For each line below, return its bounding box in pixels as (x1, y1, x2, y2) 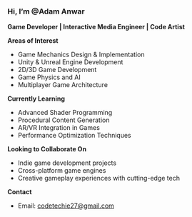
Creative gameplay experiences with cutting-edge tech (17, 174, 181, 183)
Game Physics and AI (17, 73, 81, 81)
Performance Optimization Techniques (17, 131, 131, 140)
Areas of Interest (7, 36, 59, 45)
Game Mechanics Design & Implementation (17, 50, 145, 59)
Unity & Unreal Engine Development (17, 58, 123, 66)
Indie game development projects (17, 158, 116, 167)
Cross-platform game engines (17, 166, 106, 175)
